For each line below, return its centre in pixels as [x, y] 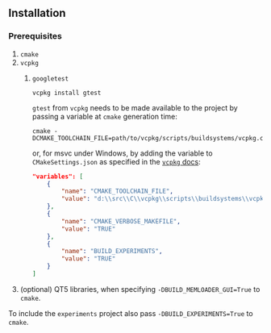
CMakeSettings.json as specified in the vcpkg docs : [117, 161]
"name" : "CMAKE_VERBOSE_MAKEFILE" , [121, 221]
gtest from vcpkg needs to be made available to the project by [135, 107]
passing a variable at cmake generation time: [104, 116]
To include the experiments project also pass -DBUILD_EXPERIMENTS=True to [131, 313]
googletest [50, 79]
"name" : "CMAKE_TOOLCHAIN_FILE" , [117, 191]
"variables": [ [57, 177]
